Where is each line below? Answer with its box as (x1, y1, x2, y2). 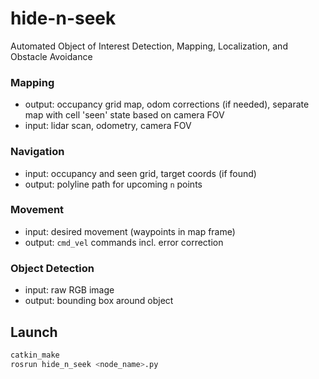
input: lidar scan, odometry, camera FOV (24, 120, 192, 132)
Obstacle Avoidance (10, 50, 93, 62)
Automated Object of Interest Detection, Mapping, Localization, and (10, 40, 288, 52)
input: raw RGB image (24, 284, 115, 296)
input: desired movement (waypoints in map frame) (24, 225, 236, 237)
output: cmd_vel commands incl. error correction (24, 236, 224, 248)
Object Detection (10, 261, 95, 275)
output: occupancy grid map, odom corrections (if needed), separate (24, 98, 310, 111)
